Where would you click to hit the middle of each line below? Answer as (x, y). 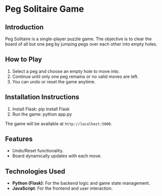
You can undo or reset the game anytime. (54, 81)
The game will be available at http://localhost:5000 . (59, 123)
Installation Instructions (42, 97)
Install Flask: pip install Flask (41, 109)
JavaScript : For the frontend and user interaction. (62, 188)
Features (19, 139)
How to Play (24, 60)
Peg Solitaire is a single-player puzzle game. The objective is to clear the (78, 39)
